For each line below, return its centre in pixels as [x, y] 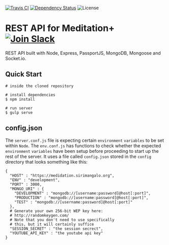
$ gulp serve [19, 112]
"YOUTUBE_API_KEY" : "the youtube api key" [56, 233]
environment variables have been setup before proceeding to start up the [82, 151]
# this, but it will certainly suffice [52, 224]
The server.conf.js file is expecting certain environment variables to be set [84, 140]
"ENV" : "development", [35, 180]
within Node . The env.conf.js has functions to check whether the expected [83, 146]
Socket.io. [16, 58]
